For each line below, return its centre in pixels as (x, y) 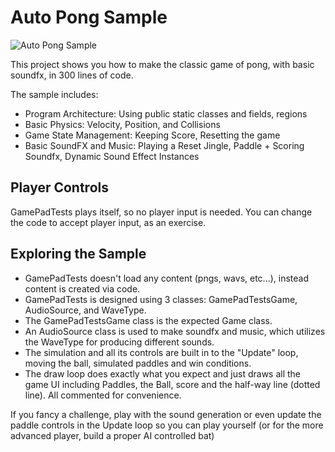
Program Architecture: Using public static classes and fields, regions (166, 113)
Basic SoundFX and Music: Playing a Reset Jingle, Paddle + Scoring (164, 145)
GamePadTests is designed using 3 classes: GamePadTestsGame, (161, 299)
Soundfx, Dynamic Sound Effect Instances (112, 156)
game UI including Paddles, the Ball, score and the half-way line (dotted (172, 384)
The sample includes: (54, 94)
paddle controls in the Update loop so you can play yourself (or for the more (167, 425)
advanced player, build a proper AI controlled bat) (112, 435)
